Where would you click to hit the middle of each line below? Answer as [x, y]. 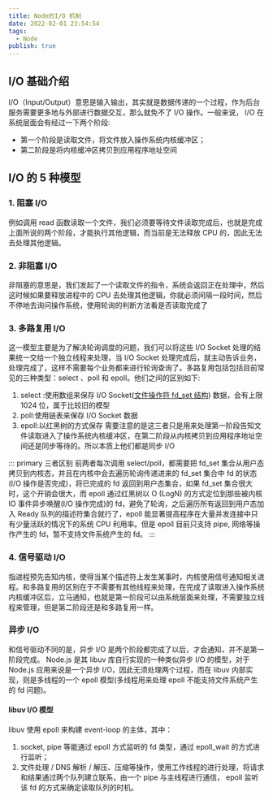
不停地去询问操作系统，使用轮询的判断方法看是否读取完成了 [108, 305]
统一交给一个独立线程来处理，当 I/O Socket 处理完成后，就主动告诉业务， [138, 357]
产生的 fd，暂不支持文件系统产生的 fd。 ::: [85, 534]
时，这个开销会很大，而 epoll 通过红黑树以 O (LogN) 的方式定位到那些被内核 [135, 494]
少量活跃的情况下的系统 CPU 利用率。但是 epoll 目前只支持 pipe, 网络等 [134, 524]
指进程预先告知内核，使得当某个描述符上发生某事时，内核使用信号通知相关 [133, 577]
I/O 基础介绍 [39, 81]
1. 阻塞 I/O [28, 203]
